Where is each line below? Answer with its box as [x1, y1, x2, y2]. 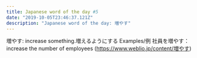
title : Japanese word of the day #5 [6, 8, 98, 15]
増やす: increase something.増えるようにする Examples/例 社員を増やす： [6, 37, 190, 45]
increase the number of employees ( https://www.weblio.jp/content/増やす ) [6, 45, 192, 52]
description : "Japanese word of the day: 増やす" [6, 20, 131, 26]
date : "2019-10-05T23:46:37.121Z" [6, 14, 94, 21]
